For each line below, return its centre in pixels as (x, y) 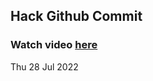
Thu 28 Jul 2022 (44, 66)
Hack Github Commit (76, 16)
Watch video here (54, 45)
